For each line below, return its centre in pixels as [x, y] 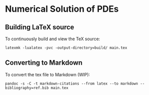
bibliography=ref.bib [27, 88]
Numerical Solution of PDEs [62, 9]
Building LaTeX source [40, 27]
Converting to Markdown [44, 63]
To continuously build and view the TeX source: [53, 39]
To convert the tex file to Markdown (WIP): [47, 74]
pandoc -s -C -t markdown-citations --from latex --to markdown [72, 83]
